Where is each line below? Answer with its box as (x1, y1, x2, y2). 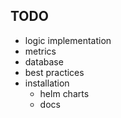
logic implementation (24, 34, 112, 46)
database (24, 55, 64, 68)
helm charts (39, 87, 90, 99)
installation (24, 77, 70, 89)
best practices (24, 66, 85, 78)
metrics (24, 45, 57, 57)
